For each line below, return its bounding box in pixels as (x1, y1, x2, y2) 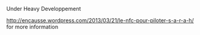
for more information (6, 24, 59, 30)
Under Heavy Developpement (6, 5, 81, 12)
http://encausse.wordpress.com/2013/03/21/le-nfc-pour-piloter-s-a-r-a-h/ (6, 17, 194, 24)
